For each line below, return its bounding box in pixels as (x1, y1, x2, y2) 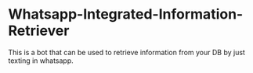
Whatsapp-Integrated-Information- (8, 5, 244, 23)
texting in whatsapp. (8, 56, 74, 65)
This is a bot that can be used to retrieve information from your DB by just (8, 47, 245, 57)
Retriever (8, 22, 70, 40)
